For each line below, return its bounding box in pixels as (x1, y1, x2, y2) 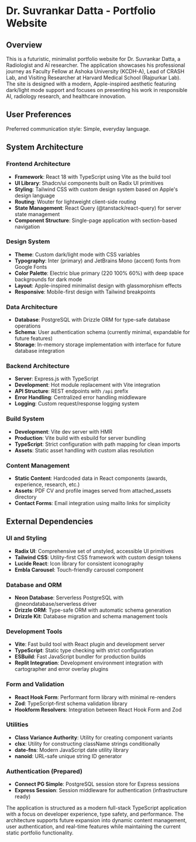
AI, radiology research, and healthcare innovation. (6, 93, 127, 100)
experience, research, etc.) (14, 480, 80, 488)
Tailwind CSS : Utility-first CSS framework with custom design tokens (14, 554, 181, 561)
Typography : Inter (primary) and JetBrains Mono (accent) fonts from (14, 257, 181, 264)
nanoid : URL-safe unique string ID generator (14, 752, 122, 759)
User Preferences (6, 110, 71, 120)
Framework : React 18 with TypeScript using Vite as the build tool (14, 173, 171, 180)
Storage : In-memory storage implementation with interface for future (14, 341, 181, 348)
